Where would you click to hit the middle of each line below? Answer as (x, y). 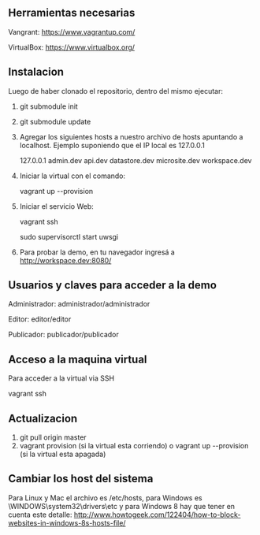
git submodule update (55, 121)
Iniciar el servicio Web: (57, 206)
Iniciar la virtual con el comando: (72, 176)
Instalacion (36, 72)
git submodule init (49, 106)
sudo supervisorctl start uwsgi (69, 236)
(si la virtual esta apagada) (63, 454)
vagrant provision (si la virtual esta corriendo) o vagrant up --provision (134, 446)
